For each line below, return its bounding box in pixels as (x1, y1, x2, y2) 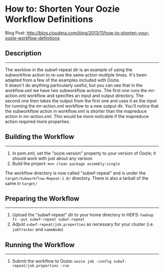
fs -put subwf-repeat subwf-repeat (12, 217, 85, 222)
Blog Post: (5, 30, 26, 36)
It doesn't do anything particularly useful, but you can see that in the (5, 82, 143, 88)
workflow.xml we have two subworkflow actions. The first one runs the (5, 87, 147, 93)
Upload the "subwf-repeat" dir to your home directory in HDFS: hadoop (12, 212, 154, 218)
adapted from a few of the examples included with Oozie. (5, 77, 121, 83)
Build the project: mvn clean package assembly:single (12, 160, 120, 166)
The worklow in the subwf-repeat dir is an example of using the (5, 67, 133, 73)
